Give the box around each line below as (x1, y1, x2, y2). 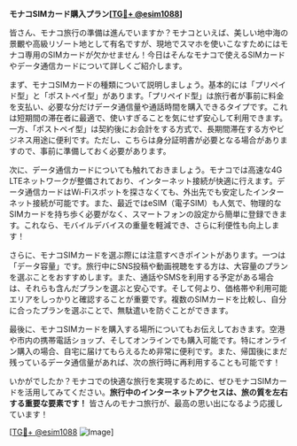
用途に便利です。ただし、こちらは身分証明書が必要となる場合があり (32, 135, 281, 145)
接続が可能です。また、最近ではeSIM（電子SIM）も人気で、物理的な (32, 198, 282, 208)
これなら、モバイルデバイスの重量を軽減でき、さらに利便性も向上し (23, 220, 272, 230)
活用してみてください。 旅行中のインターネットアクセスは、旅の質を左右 (24, 387, 288, 397)
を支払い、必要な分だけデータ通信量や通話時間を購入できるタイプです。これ (9, 102, 288, 111)
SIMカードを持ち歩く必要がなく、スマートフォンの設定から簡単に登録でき (9, 209, 279, 219)
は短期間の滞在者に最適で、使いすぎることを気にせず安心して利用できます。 (9, 112, 288, 123)
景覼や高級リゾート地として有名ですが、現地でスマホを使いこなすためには (9, 39, 281, 49)
